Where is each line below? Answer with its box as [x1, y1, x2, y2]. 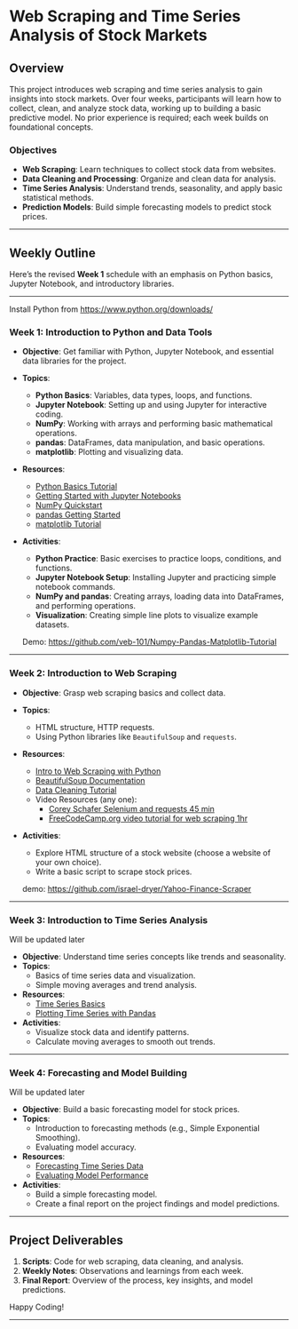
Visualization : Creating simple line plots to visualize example [35, 610, 259, 621]
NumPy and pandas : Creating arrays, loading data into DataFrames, [35, 591, 284, 601]
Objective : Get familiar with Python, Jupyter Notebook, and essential [21, 346, 275, 357]
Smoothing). [35, 1133, 81, 1143]
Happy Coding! [9, 1301, 65, 1312]
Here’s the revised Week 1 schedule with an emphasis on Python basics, [9, 269, 273, 280]
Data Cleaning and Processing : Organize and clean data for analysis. [21, 173, 277, 184]
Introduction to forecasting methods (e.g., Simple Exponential [35, 1123, 260, 1134]
